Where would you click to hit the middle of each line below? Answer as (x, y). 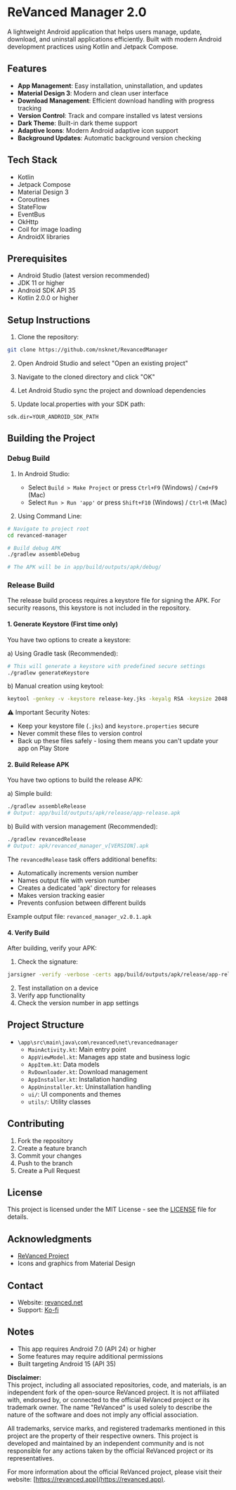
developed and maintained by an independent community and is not (106, 1443)
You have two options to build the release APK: (75, 780)
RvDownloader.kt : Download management (88, 1071)
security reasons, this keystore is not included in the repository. (99, 608)
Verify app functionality (51, 995)
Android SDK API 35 (46, 290)
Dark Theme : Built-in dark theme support (77, 123)
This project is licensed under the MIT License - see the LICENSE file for (112, 1210)
